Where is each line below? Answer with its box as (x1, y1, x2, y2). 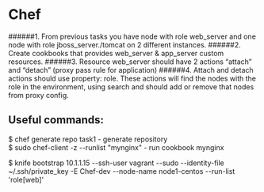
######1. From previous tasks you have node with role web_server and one (8, 32, 256, 41)
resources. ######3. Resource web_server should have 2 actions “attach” (8, 57, 252, 66)
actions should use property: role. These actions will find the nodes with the (8, 73, 256, 83)
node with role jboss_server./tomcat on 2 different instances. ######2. (8, 40, 242, 49)
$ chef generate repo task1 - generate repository (8, 134, 168, 144)
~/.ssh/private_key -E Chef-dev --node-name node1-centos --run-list (8, 166, 235, 175)
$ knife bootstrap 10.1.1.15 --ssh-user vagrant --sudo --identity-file (8, 158, 224, 168)
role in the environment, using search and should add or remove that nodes (8, 81, 254, 92)
